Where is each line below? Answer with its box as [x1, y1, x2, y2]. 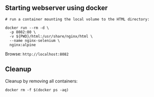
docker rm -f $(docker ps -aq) [5, 87, 69, 92]
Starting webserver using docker [5, 4, 108, 12]
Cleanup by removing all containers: [5, 78, 78, 84]
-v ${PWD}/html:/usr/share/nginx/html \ [9, 34, 93, 39]
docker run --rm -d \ [5, 25, 49, 30]
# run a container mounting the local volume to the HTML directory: [5, 17, 150, 21]
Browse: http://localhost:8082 [5, 51, 69, 57]
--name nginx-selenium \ [9, 38, 60, 43]
